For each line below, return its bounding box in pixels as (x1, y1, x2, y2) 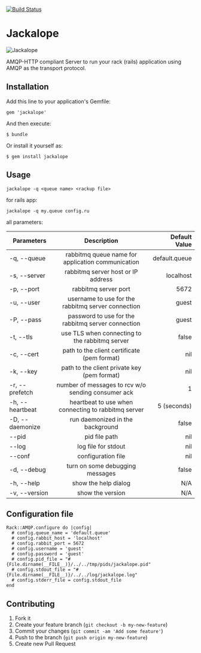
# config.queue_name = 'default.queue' (11, 530, 111, 536)
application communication (63, 258, 139, 266)
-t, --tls (9, 333, 33, 341)
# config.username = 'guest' (11, 546, 84, 552)
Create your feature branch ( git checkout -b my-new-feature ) (14, 621, 168, 628)
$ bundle (6, 131, 28, 137)
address (89, 275, 113, 283)
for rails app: (6, 196, 38, 203)
